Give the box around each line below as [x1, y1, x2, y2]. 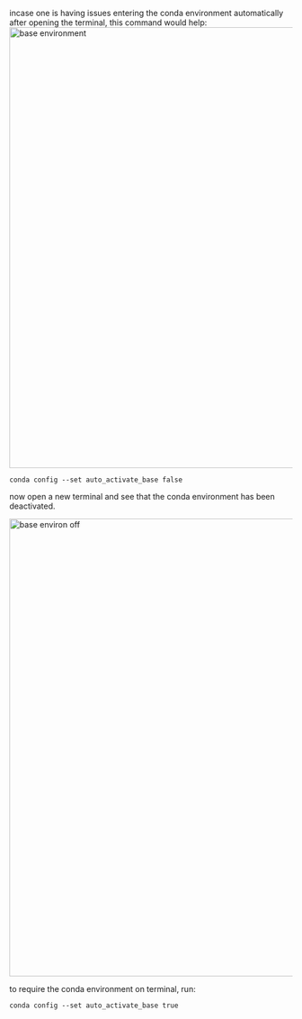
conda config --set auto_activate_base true [9, 1001, 179, 1010]
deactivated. [9, 501, 56, 511]
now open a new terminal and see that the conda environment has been [9, 492, 276, 501]
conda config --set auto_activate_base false [9, 475, 182, 484]
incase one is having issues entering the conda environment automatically [9, 8, 284, 18]
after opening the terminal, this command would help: [9, 17, 208, 28]
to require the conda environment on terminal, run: [9, 984, 196, 994]
